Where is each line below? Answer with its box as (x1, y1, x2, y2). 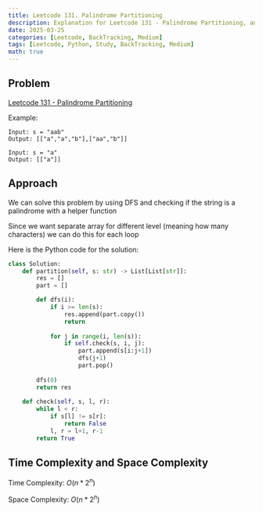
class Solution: (8, 260, 61, 267)
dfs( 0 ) (36, 376, 58, 384)
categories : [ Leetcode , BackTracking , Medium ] (8, 33, 163, 42)
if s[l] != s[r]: (49, 412, 107, 420)
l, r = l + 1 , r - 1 (49, 427, 103, 435)
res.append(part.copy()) (63, 310, 146, 318)
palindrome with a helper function (8, 205, 117, 216)
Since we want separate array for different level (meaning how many (8, 221, 229, 231)
